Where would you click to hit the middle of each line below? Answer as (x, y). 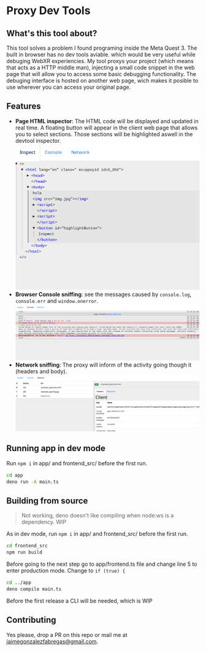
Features (24, 106)
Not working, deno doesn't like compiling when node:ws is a (97, 516)
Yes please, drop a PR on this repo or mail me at (67, 634)
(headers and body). (41, 371)
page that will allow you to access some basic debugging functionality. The (101, 74)
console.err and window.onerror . (57, 300)
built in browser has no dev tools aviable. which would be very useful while (101, 55)
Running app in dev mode (56, 448)
